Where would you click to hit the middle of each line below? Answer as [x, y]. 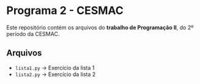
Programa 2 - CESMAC [65, 11]
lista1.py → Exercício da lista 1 [55, 68]
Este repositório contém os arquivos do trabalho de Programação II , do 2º [100, 27]
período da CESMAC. [33, 33]
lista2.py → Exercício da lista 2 [55, 74]
